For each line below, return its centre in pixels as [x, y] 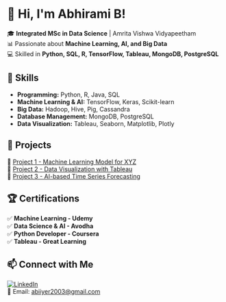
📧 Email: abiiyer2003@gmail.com [54, 292]
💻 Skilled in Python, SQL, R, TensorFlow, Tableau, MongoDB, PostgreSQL [113, 53]
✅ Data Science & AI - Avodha [50, 226]
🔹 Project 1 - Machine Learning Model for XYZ [72, 162]
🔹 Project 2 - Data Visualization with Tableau [70, 169]
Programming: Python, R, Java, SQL [68, 95]
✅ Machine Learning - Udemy [50, 218]
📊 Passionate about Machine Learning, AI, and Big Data [87, 43]
